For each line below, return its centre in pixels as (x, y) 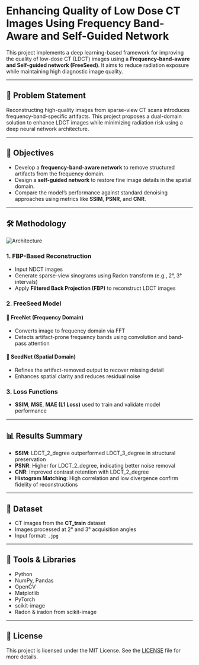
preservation (30, 459)
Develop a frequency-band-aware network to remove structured (95, 167)
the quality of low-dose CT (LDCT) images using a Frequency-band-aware (98, 59)
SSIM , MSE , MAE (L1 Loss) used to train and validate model (87, 405)
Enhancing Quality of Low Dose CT (93, 11)
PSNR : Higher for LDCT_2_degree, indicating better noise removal (95, 466)
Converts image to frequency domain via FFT (70, 331)
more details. (22, 657)
